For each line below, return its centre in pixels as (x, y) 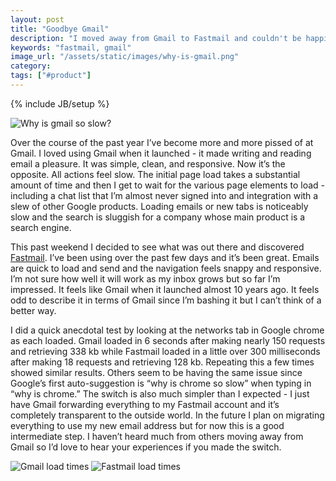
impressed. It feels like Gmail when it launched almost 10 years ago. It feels (165, 289)
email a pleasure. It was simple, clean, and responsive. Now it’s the (148, 163)
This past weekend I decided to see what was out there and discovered (157, 247)
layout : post (37, 19)
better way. (33, 310)
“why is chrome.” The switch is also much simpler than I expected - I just (160, 393)
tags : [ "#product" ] (51, 76)
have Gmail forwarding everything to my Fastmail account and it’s (145, 404)
